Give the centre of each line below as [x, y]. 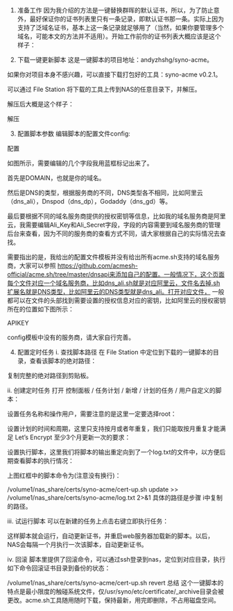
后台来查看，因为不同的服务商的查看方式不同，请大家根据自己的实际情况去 [113, 234]
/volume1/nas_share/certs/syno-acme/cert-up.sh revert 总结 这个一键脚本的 [115, 583]
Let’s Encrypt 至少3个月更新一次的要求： [73, 437]
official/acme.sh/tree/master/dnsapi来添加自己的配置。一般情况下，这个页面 [116, 274]
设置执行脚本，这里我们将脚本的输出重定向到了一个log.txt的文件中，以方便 [113, 452]
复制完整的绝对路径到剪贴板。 [50, 375]
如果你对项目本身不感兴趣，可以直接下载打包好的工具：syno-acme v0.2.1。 [114, 74]
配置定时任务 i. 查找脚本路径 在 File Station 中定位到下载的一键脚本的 [115, 352]
